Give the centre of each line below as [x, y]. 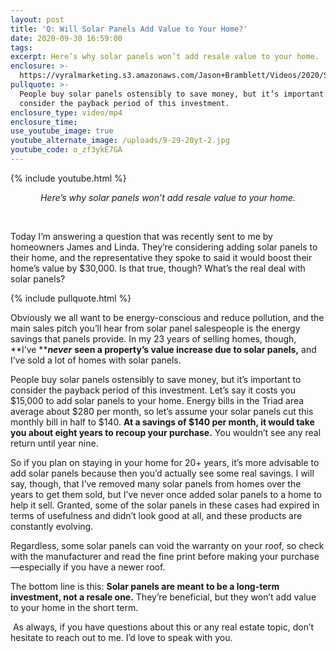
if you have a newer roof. [114, 567]
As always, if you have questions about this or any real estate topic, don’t [163, 627]
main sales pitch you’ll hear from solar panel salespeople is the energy [155, 328]
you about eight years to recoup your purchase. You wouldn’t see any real [166, 432]
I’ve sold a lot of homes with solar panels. [96, 360]
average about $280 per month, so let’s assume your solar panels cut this [162, 411]
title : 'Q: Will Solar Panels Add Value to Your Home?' [129, 29]
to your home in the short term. [74, 607]
